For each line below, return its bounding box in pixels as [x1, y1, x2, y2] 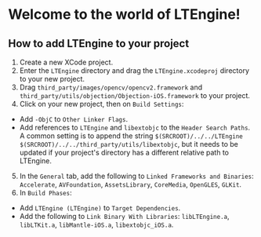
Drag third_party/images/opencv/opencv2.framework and [19, 82, 203, 92]
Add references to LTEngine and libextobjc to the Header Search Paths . [19, 123, 251, 132]
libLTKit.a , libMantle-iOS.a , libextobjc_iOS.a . [19, 220, 174, 229]
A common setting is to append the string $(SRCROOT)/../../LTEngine [19, 131, 243, 140]
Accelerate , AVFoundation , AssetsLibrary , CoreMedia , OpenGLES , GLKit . [19, 180, 241, 189]
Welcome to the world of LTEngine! [8, 5, 241, 24]
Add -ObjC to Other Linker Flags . [19, 115, 128, 123]
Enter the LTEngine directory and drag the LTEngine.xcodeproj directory [19, 66, 249, 75]
